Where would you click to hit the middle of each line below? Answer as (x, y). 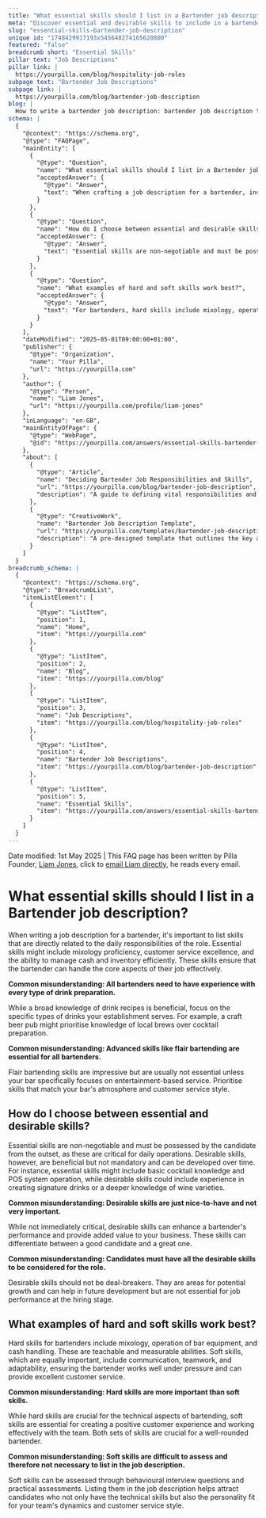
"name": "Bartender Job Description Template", (116, 524)
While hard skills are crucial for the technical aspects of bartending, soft (125, 1416)
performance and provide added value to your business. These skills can (127, 1235)
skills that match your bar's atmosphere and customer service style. (119, 1089)
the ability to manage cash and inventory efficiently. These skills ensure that (132, 960)
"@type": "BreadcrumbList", (68, 590)
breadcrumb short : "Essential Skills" (72, 52)
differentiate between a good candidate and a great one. (100, 1243)
